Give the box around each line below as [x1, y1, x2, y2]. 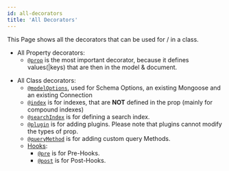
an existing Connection [27, 90, 93, 99]
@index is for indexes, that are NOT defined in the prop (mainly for [27, 98, 213, 106]
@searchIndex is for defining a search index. [27, 112, 150, 120]
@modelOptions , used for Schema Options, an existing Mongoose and [27, 83, 221, 92]
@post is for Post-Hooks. [37, 156, 106, 164]
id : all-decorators [7, 10, 63, 17]
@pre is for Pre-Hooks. [37, 148, 100, 157]
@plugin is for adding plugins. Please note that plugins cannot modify [27, 120, 223, 128]
